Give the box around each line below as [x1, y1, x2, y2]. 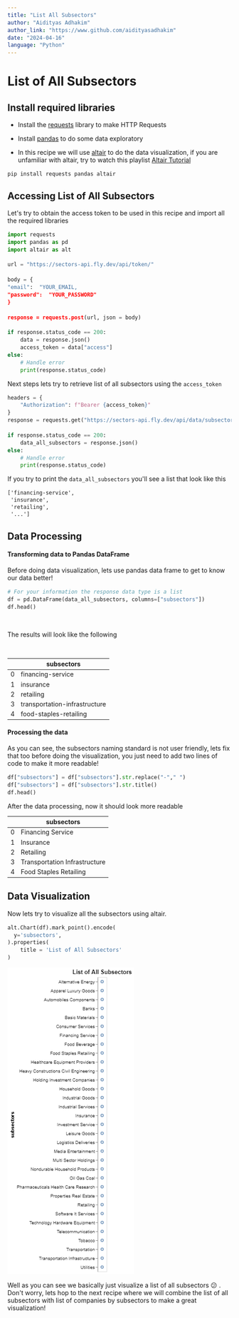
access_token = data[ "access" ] [20, 344, 113, 351]
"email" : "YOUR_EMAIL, [7, 284, 78, 291]
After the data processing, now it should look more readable [7, 801, 184, 810]
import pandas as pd [7, 238, 69, 245]
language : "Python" [7, 41, 65, 49]
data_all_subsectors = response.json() [20, 439, 139, 446]
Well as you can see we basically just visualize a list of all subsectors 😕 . [7, 1281, 221, 1289]
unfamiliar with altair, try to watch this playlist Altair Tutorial [17, 156, 191, 164]
